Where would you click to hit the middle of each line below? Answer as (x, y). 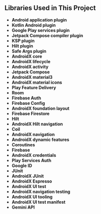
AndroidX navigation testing (41, 191)
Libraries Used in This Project (50, 8)
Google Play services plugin (40, 30)
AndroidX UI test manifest (39, 202)
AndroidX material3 (32, 77)
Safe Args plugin (29, 51)
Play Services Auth (31, 160)
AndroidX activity (30, 67)
